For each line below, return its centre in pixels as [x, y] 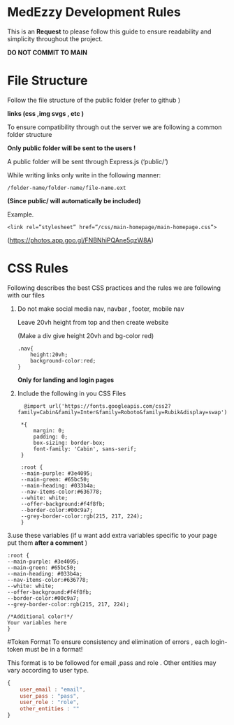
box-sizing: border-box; [70, 443]
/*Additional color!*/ [40, 616]
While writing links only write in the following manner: [84, 175]
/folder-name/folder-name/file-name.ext [67, 188]
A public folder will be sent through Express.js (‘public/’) [88, 161]
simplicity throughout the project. [55, 38]
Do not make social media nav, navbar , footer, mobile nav [101, 309]
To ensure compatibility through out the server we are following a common [115, 127]
